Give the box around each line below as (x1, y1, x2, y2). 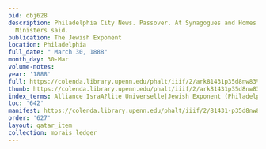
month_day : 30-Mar (8, 56, 69, 64)
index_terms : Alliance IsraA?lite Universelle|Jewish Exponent (8, 92, 222, 100)
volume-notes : (8, 63, 55, 71)
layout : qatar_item (8, 121, 73, 129)
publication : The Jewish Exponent (8, 33, 123, 42)
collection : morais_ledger (8, 129, 97, 136)
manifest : (8, 107, 41, 115)
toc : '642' (8, 99, 44, 107)
